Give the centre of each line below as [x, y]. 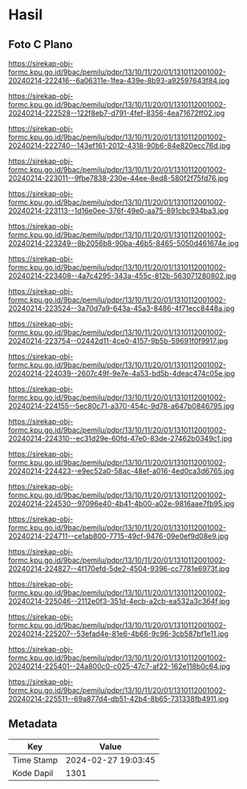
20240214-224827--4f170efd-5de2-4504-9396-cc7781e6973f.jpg [119, 569]
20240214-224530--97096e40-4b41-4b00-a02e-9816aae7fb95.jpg [121, 503]
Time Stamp [35, 760]
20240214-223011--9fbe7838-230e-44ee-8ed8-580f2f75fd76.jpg [118, 178]
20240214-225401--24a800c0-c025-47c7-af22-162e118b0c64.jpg [119, 666]
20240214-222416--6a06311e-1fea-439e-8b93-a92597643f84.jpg [119, 81]
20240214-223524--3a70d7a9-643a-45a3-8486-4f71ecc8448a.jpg [121, 308]
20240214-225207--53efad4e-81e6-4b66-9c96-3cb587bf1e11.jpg [118, 634]
